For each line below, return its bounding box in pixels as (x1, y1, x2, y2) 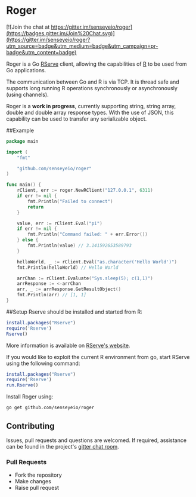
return (27, 204, 44, 210)
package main (6, 138, 39, 144)
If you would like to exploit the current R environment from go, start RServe (6, 353, 190, 360)
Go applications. (6, 66, 46, 73)
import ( (6, 149, 28, 155)
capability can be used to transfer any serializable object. (6, 115, 147, 122)
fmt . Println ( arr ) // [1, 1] (17, 292, 86, 298)
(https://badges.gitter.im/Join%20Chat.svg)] (6, 29, 115, 36)
